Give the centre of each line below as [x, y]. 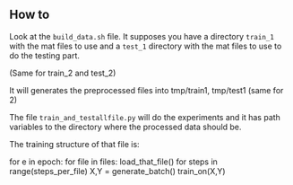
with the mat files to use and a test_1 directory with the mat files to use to [146, 46]
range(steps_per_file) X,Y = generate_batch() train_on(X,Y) [117, 171]
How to [30, 15]
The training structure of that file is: [75, 144]
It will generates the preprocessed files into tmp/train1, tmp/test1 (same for [146, 90]
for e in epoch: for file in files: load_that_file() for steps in [113, 162]
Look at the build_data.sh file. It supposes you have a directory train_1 [142, 36]
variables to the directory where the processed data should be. [125, 127]
